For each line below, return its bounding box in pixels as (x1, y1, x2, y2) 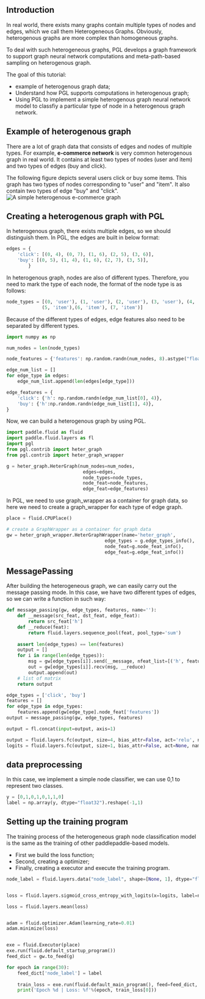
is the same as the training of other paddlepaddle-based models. (6, 839, 170, 847)
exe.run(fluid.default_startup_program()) (6, 948, 116, 954)
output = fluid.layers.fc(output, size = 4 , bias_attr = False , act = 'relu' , (6, 737, 195, 743)
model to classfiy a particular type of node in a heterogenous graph (15, 102, 185, 110)
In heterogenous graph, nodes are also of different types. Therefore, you (6, 273, 189, 281)
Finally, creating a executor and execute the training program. (15, 864, 170, 871)
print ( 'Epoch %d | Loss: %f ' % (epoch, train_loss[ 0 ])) (17, 987, 157, 993)
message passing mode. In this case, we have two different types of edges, (6, 589, 196, 596)
